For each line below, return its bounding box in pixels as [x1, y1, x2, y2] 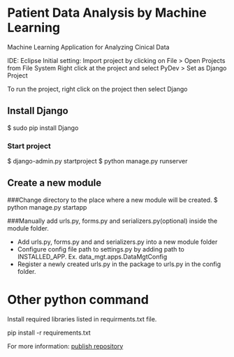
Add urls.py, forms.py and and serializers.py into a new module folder [17, 238, 218, 246]
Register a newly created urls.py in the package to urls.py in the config [17, 260, 221, 268]
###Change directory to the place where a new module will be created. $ [7, 196, 218, 204]
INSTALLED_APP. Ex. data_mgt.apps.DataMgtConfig [17, 252, 168, 261]
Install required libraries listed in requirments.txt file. [7, 314, 157, 323]
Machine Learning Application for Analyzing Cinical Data [7, 43, 170, 51]
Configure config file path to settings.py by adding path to [17, 245, 185, 253]
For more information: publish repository [7, 342, 124, 350]
